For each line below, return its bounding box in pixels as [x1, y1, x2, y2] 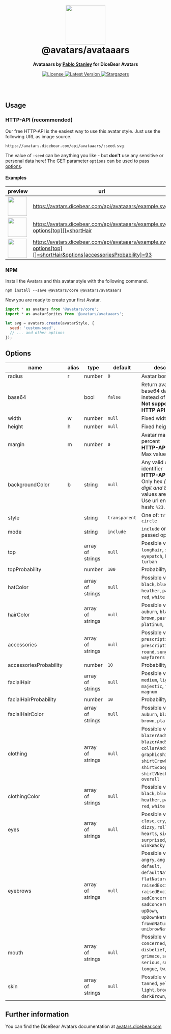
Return [141, 381, 158, 388]
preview [8, 188, 28, 195]
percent [141, 438, 160, 445]
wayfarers [141, 654, 165, 661]
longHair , [141, 546, 164, 553]
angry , [141, 856, 156, 863]
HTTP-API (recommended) [5, 116, 73, 123]
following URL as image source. [5, 133, 72, 139]
